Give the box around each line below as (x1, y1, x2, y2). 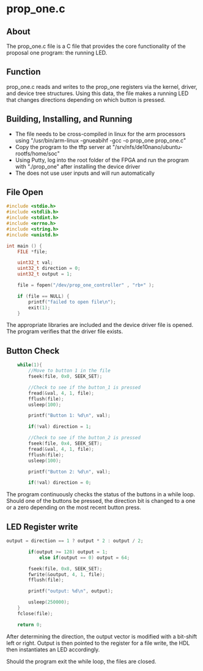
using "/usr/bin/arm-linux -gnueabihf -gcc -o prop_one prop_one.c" (15, 137, 186, 144)
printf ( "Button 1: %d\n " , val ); (28, 413, 111, 419)
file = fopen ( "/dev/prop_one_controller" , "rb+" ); (17, 282, 155, 288)
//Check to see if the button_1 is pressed (28, 384, 141, 391)
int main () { (6, 243, 43, 249)
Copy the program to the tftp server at (15, 143, 111, 150)
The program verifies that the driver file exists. (6, 328, 124, 336)
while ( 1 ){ (17, 362, 43, 368)
